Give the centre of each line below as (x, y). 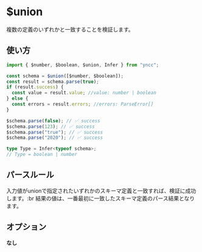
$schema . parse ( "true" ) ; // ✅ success (55, 132)
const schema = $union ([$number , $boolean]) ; (65, 76)
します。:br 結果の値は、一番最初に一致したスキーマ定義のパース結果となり (101, 198)
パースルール (30, 175)
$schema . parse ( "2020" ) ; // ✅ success (55, 138)
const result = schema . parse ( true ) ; (53, 82)
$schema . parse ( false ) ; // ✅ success (53, 121)
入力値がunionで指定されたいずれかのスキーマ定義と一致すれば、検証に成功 (101, 191)
